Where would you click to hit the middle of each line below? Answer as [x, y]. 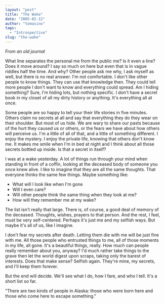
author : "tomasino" [25, 23]
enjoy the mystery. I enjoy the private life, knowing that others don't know [80, 138]
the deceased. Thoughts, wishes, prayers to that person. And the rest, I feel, [83, 215]
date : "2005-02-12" [25, 19]
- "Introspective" [29, 33]
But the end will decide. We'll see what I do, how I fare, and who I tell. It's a [81, 276]
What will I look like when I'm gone [47, 184]
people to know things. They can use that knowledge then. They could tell [80, 82]
